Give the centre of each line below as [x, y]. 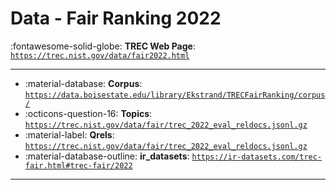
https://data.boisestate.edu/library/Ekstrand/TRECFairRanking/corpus [175, 95]
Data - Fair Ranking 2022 [116, 18]
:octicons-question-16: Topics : [88, 113]
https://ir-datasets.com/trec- [257, 157]
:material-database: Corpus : [83, 83]
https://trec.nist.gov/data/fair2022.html [100, 55]
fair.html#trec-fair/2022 [78, 165]
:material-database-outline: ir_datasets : [107, 156]
